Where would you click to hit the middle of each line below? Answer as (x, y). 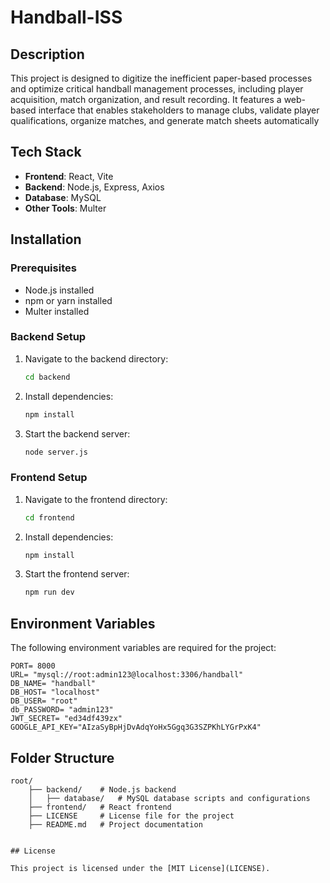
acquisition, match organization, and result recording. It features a (146, 99)
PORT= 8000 (33, 666)
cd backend (47, 377)
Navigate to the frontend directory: (96, 499)
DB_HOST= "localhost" (55, 692)
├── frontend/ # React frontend (100, 807)
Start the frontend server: (77, 574)
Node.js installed (59, 290)
